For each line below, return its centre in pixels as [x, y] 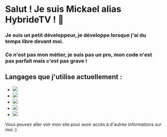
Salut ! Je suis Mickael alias [63, 9]
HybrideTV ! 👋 [34, 20]
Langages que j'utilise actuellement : [64, 77]
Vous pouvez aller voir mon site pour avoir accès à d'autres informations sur [83, 124]
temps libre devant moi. [34, 42]
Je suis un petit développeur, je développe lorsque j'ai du [76, 35]
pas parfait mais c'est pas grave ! [46, 61]
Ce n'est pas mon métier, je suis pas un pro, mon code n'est [79, 55]
